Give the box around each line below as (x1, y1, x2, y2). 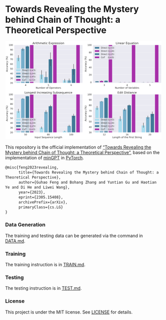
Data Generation (5, 221, 46, 228)
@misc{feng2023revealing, (5, 165, 59, 170)
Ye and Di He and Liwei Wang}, (5, 185, 70, 190)
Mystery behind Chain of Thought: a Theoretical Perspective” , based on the (5, 150, 160, 156)
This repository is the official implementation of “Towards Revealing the (5, 144, 152, 150)
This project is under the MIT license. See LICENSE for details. (5, 309, 133, 315)
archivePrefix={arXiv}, (18, 200, 68, 205)
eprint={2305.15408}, (18, 195, 64, 200)
